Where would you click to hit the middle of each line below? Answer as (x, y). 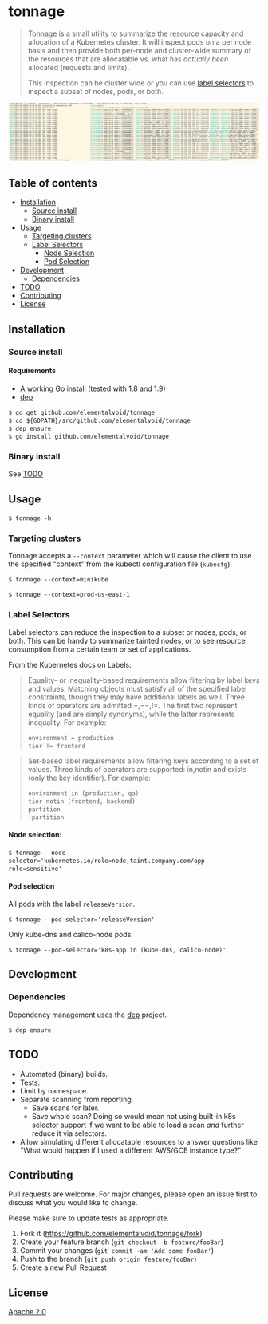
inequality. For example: (67, 722)
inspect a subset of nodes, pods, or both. (95, 91)
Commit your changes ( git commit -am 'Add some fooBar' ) (117, 1251)
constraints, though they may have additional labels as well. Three (136, 697)
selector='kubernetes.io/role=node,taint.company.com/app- (108, 861)
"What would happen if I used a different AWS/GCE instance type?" (130, 1150)
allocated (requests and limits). (79, 67)
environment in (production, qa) (83, 793)
